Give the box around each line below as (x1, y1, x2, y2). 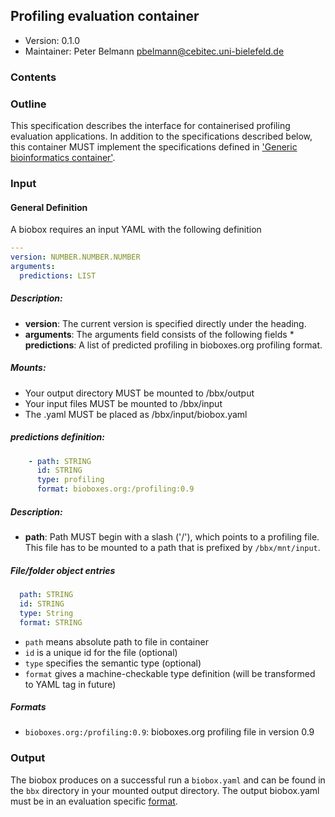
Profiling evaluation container (10, 8, 200, 25)
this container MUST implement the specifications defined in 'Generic (10, 141, 298, 153)
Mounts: (10, 362, 47, 374)
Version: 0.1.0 (24, 34, 81, 46)
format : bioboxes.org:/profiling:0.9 (36, 484, 195, 494)
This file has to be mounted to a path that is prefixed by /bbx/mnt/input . (24, 542, 321, 554)
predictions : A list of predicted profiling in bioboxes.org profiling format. (24, 339, 323, 351)
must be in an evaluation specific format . (10, 795, 178, 807)
